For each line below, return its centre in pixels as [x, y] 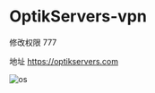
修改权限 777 [33, 42]
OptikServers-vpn [78, 17]
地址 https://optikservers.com [64, 61]
